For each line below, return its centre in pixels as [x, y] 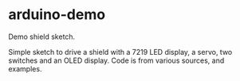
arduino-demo [57, 15]
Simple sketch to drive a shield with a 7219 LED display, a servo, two [120, 52]
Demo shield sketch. [42, 37]
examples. [25, 68]
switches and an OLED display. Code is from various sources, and [116, 60]
